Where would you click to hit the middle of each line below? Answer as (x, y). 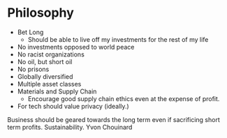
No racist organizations (51, 54)
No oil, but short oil (45, 61)
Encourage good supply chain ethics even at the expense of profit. (124, 98)
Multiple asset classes (49, 84)
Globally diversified (45, 76)
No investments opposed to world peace (76, 47)
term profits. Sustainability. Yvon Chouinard (70, 127)
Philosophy (41, 13)
